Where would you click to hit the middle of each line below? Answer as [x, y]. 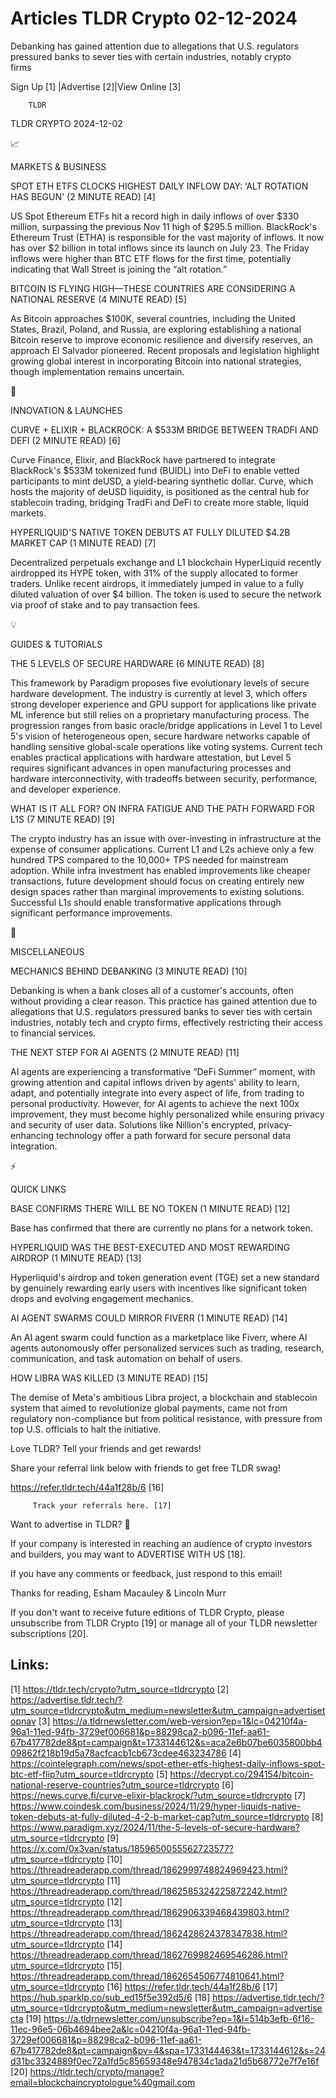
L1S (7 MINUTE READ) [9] [62, 819]
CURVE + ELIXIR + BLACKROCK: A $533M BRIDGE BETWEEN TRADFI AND [164, 429]
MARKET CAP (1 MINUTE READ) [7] [83, 543]
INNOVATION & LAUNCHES [66, 410]
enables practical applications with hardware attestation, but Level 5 [151, 757]
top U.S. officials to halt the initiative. [86, 1429]
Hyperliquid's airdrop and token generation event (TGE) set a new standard [165, 1277]
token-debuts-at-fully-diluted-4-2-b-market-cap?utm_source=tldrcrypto [160, 1816]
